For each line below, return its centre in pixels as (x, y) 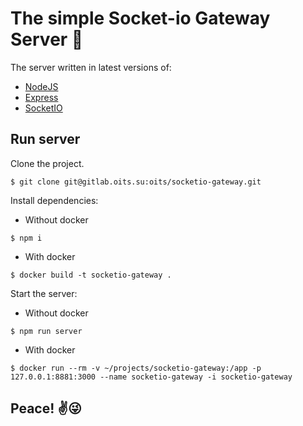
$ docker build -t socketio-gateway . (91, 275)
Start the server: (44, 293)
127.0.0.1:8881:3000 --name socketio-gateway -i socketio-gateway (151, 377)
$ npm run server (46, 331)
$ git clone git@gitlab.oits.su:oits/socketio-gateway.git (136, 182)
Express (41, 97)
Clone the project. (47, 163)
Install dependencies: (54, 200)
